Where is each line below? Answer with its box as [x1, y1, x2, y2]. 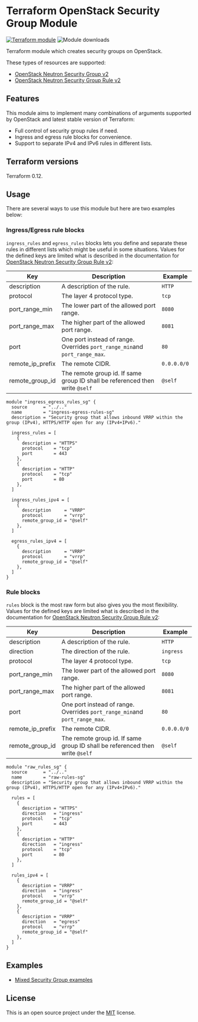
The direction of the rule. [61, 647, 130, 655]
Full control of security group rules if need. [14, 127, 119, 134]
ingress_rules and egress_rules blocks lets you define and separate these [6, 239, 187, 246]
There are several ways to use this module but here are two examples [6, 205, 175, 212]
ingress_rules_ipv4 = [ [11, 497, 70, 503]
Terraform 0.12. [6, 172, 43, 179]
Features [6, 94, 39, 104]
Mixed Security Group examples [14, 976, 93, 983]
